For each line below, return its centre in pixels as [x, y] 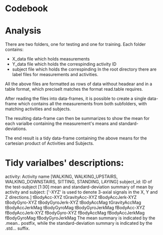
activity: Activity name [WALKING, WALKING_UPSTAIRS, [61, 176]
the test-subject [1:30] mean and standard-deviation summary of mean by [79, 187]
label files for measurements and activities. [55, 75]
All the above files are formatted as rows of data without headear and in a [79, 84]
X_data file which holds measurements [51, 59]
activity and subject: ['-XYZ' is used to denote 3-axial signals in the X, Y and [81, 192]
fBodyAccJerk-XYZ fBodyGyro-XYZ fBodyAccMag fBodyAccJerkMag [75, 213]
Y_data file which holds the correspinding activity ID [64, 64]
